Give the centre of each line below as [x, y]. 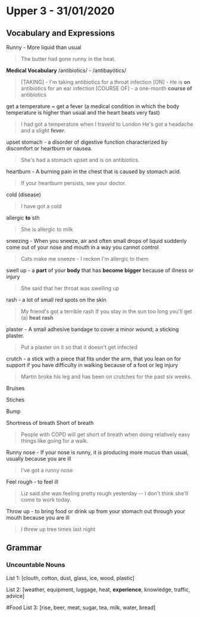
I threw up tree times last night [58, 529]
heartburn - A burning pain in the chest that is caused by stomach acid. [94, 172]
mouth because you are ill [38, 518]
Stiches [15, 400]
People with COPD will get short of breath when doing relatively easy [105, 434]
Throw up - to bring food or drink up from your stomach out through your [96, 511]
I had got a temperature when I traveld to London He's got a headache [107, 124]
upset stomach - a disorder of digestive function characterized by [87, 142]
